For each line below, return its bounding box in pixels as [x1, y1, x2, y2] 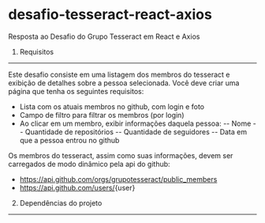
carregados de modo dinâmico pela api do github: [8, 159, 171, 168]
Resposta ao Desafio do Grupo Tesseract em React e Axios [8, 32, 200, 41]
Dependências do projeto [19, 198, 103, 207]
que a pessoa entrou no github [19, 135, 120, 145]
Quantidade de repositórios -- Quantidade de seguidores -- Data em [24, 127, 247, 136]
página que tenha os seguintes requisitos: [8, 86, 144, 96]
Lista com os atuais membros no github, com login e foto [19, 101, 205, 111]
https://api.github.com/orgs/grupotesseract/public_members [19, 174, 218, 183]
